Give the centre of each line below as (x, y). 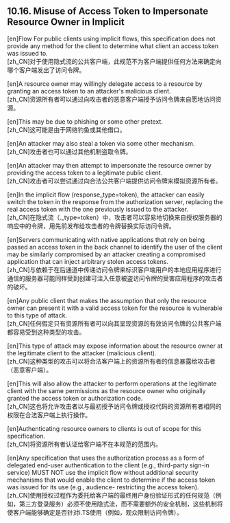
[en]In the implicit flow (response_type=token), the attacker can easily (106, 194)
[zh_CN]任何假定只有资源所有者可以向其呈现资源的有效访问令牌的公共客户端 (114, 323)
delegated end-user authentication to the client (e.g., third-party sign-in (108, 465)
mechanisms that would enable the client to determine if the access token (111, 480)
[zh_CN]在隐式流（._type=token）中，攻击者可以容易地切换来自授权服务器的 (115, 217)
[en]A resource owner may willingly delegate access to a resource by (105, 84)
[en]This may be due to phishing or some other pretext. (85, 121)
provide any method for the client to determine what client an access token (113, 46)
